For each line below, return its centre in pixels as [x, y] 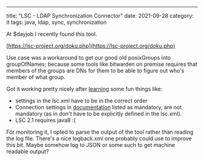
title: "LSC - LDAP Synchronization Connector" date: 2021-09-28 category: [100, 16]
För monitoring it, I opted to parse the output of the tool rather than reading [100, 132]
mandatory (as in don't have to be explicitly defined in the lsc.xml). [98, 114]
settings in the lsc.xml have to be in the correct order [81, 101]
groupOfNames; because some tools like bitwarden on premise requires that [102, 64]
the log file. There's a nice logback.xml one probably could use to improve [99, 138]
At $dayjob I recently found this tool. [52, 34]
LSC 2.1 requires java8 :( [45, 120]
